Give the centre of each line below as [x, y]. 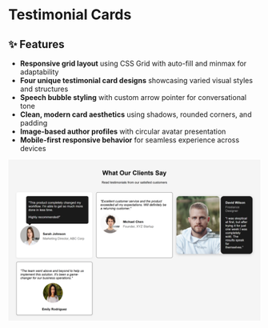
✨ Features [36, 44]
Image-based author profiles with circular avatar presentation [123, 131]
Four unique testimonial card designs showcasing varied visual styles [136, 80]
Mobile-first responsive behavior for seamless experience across [130, 140]
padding [34, 123]
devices [33, 148]
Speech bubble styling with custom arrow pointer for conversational [133, 97]
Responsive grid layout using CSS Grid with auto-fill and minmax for [133, 63]
